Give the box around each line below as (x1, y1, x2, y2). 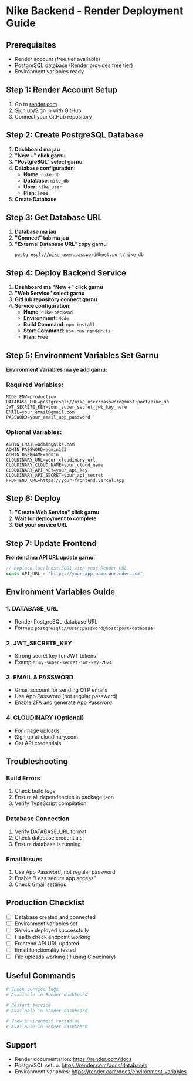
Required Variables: (6, 380, 63, 389)
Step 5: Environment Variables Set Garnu (6, 351, 159, 361)
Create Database (14, 196, 57, 203)
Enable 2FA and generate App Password (14, 699, 113, 706)
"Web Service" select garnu (14, 289, 85, 297)
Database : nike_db (23, 177, 69, 184)
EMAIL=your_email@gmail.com (6, 409, 75, 415)
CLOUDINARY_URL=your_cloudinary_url (6, 457, 96, 463)
